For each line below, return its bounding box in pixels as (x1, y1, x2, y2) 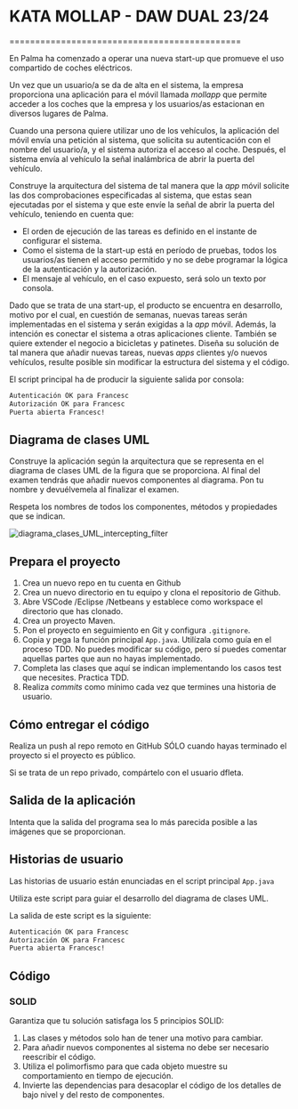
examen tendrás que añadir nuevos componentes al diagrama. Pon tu (9, 474, 264, 486)
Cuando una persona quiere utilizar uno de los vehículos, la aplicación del (9, 125, 280, 135)
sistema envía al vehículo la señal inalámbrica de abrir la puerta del (9, 153, 255, 164)
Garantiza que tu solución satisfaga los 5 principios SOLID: (9, 1015, 224, 1025)
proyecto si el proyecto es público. (9, 750, 136, 760)
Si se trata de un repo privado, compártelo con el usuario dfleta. (9, 767, 245, 778)
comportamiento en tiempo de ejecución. (21, 1070, 173, 1081)
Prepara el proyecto (9, 554, 121, 569)
